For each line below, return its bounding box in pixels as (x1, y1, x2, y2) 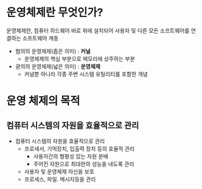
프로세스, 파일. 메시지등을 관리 (24, 175, 96, 183)
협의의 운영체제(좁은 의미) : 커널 (15, 47, 91, 55)
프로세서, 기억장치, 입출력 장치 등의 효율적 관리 (24, 144, 135, 152)
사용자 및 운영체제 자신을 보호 (24, 168, 94, 175)
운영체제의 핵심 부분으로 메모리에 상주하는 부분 (24, 55, 135, 62)
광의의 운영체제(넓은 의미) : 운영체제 (15, 62, 101, 70)
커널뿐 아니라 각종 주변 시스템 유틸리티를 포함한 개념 (24, 70, 148, 77)
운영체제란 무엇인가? (6, 5, 103, 20)
